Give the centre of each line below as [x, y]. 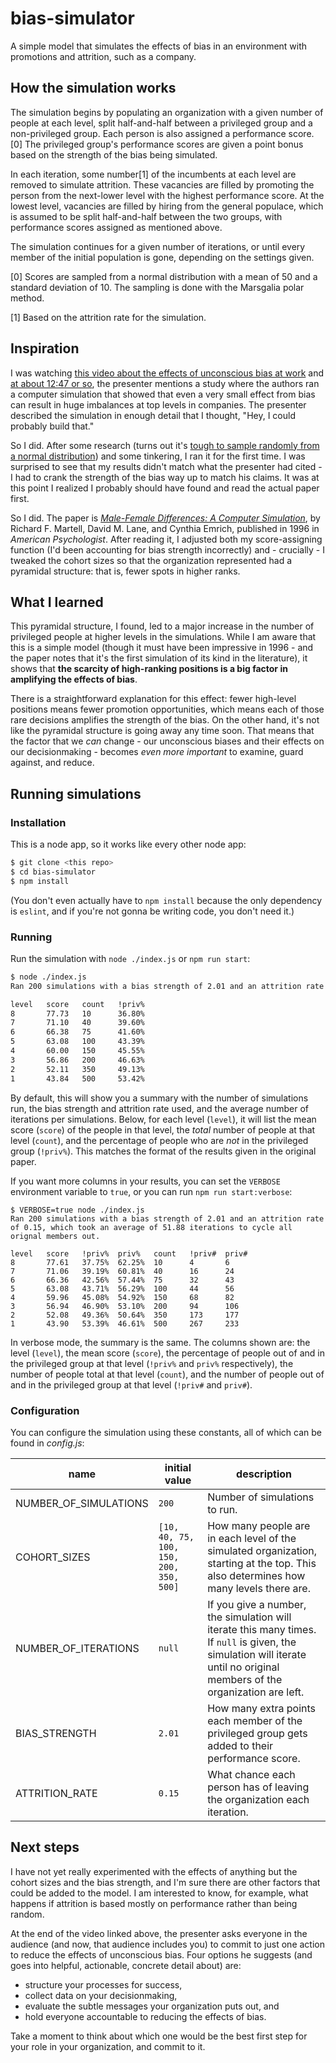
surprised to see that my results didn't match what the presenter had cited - [166, 466]
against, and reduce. [52, 763]
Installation [38, 822]
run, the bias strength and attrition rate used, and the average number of [159, 1108]
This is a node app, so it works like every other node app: [128, 844]
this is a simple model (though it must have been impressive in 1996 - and [162, 648]
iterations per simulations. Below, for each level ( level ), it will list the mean [163, 1119]
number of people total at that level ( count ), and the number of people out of [167, 1374]
